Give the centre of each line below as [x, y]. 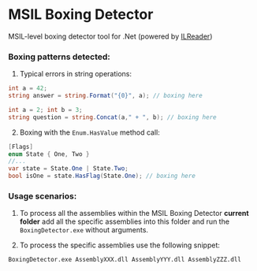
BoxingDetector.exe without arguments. [84, 230]
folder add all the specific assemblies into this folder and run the [125, 221]
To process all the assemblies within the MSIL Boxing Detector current [134, 213]
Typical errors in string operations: [76, 74]
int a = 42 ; [28, 88]
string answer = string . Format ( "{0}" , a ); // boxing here [105, 96]
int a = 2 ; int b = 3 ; [45, 110]
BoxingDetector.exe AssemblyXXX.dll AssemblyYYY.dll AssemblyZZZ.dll [125, 260]
